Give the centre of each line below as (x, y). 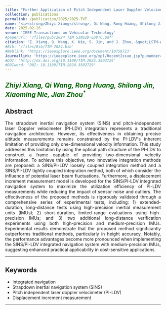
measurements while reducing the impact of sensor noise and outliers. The (83, 192)
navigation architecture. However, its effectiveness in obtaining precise (83, 134)
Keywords (21, 270)
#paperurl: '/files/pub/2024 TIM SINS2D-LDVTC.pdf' (59, 38)
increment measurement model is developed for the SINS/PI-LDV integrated (83, 181)
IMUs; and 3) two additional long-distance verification (95, 218)
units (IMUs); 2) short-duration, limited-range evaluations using (76, 213)
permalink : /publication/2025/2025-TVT (46, 19)
